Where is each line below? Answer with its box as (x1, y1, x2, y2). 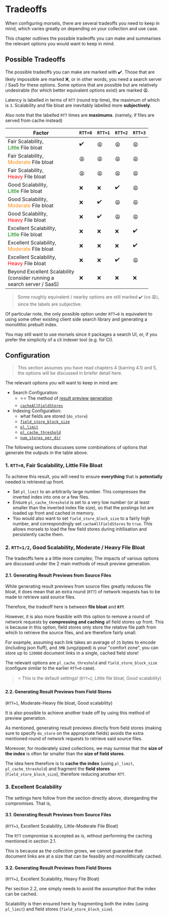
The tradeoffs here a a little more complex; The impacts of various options (5, 555, 159, 562)
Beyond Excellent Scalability (8, 268, 74, 275)
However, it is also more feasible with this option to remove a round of (5, 614, 150, 620)
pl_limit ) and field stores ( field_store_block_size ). (5, 906, 114, 912)
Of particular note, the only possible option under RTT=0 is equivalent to (5, 311, 152, 317)
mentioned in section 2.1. (5, 838, 57, 844)
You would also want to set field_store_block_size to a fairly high (12, 515, 150, 521)
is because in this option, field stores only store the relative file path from (5, 624, 157, 630)
